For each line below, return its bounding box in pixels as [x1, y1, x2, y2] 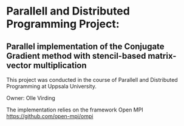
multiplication [33, 60, 87, 70]
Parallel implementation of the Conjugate [6, 41, 165, 51]
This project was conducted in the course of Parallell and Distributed [6, 76, 178, 83]
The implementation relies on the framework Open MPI [6, 106, 144, 113]
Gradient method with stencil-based [6, 50, 146, 61]
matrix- [148, 50, 177, 61]
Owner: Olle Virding [6, 94, 56, 101]
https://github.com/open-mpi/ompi [6, 113, 94, 119]
